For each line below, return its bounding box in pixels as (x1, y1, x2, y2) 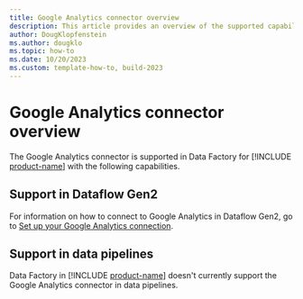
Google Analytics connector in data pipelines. (9, 280, 179, 291)
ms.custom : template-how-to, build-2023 (9, 64, 164, 73)
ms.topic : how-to (9, 47, 75, 56)
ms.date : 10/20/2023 (9, 55, 87, 64)
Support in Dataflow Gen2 (9, 186, 158, 203)
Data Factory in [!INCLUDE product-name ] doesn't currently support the (9, 270, 278, 281)
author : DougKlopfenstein (9, 30, 106, 39)
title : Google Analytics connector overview (9, 13, 179, 23)
